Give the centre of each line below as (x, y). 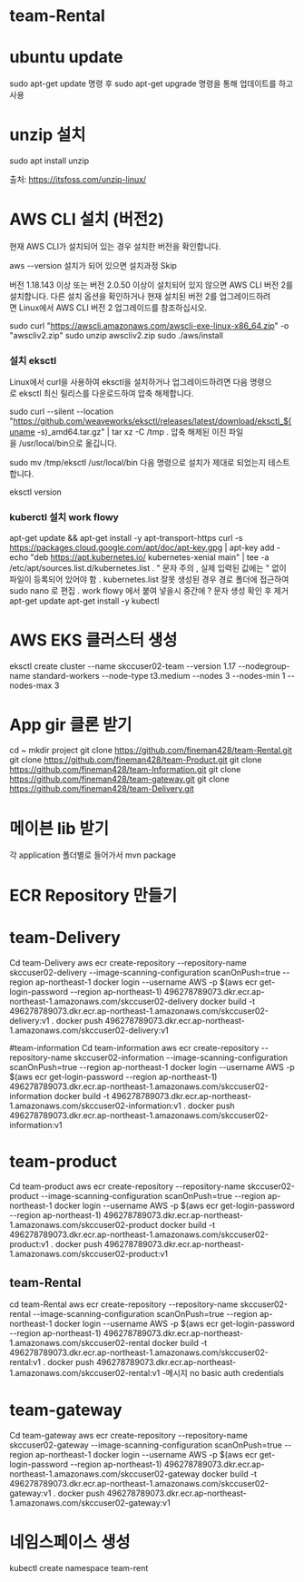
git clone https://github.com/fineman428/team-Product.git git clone (136, 760)
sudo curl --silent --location (61, 412)
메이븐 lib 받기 (59, 828)
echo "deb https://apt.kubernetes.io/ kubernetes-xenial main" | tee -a (139, 557)
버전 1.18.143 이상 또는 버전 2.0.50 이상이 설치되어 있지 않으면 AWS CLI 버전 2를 (151, 285)
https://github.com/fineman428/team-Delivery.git (102, 789)
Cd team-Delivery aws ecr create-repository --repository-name (128, 962)
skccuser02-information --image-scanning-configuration (181, 1057)
